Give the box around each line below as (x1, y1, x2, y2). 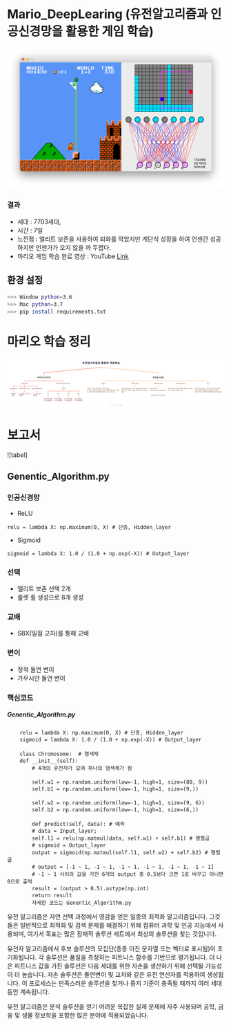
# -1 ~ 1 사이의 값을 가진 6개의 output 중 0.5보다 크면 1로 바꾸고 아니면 (32, 870, 224, 878)
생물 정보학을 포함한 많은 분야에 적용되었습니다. (21, 1011, 149, 1019)
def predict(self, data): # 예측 (32, 820, 125, 827)
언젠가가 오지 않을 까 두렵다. (35, 243, 112, 251)
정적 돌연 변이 (17, 665, 54, 674)
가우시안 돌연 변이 (17, 674, 66, 682)
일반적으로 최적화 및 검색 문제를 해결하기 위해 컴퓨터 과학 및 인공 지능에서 (19, 921, 217, 929)
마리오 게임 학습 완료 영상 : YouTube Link (17, 252, 129, 260)
